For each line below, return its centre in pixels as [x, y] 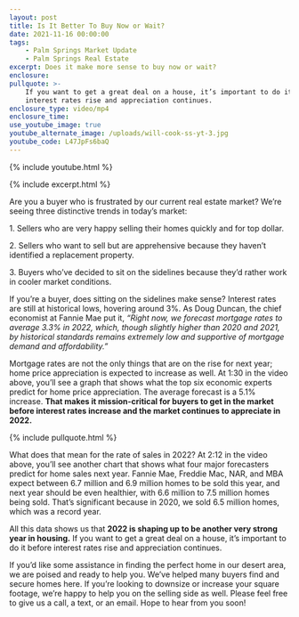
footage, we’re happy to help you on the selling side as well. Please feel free [149, 593]
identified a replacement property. [72, 255]
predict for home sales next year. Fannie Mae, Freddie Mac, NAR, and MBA [146, 474]
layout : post [33, 17]
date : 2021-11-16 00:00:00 [59, 34]
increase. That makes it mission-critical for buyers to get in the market [141, 401]
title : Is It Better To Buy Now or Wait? [87, 26]
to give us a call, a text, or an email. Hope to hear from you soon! [128, 603]
